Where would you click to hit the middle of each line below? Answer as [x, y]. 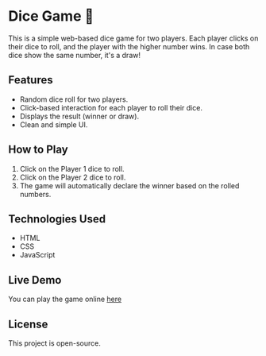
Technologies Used [57, 219]
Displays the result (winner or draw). [79, 116]
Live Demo [35, 280]
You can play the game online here [65, 299]
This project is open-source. [54, 343]
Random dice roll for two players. [74, 99]
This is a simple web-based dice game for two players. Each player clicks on [133, 38]
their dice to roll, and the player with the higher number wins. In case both [129, 46]
